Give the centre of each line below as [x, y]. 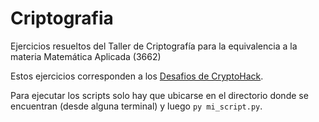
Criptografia [62, 18]
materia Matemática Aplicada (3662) [86, 56]
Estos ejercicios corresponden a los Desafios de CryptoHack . [137, 76]
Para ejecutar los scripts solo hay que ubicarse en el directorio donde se [159, 95]
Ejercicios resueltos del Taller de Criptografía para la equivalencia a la [154, 46]
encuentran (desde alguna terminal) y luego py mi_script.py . [136, 106]
